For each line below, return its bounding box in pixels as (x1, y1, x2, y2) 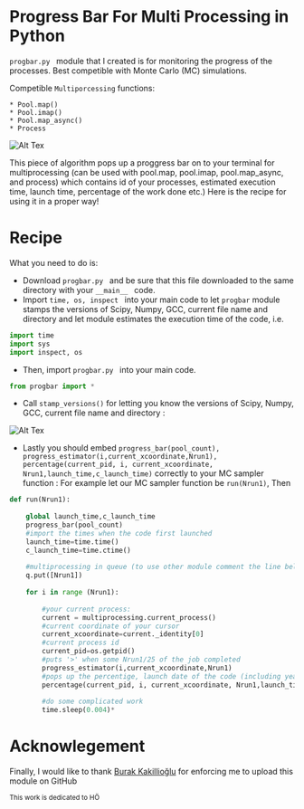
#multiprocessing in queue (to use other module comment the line (25, 563, 281, 572)
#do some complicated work (42, 697, 144, 707)
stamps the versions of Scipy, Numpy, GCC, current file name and (22, 303, 269, 314)
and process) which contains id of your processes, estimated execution (9, 176, 276, 187)
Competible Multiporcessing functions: (9, 82, 156, 93)
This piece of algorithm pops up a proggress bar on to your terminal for (9, 157, 275, 168)
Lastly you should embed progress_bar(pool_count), (22, 443, 220, 453)
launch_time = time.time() (25, 537, 119, 547)
